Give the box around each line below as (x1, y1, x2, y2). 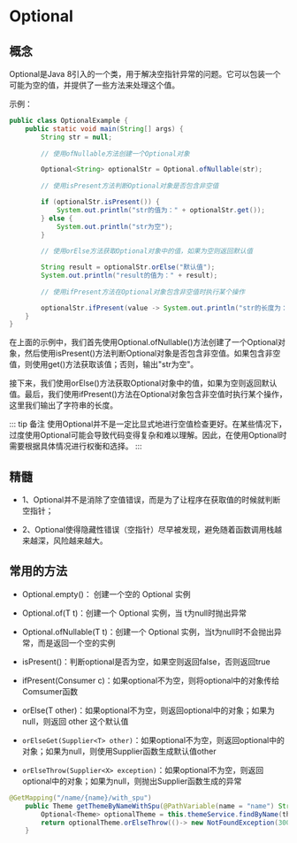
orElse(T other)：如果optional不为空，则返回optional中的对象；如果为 (21, 705, 276, 716)
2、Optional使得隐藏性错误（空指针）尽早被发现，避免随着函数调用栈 (21, 525, 275, 535)
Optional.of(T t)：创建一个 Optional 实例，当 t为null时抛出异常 (21, 608, 247, 618)
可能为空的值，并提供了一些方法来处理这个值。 (9, 80, 179, 90)
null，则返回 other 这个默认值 (21, 716, 129, 726)
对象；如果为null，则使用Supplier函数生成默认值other (21, 746, 217, 756)
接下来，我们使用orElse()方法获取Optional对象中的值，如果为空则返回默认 (9, 378, 278, 388)
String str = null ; (41, 133, 113, 142)
